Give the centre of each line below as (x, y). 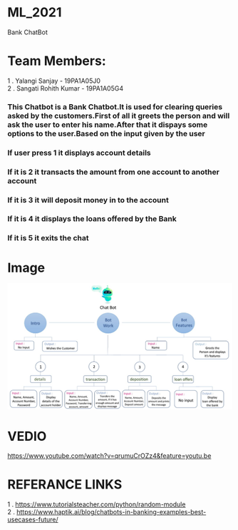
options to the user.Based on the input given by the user (106, 133)
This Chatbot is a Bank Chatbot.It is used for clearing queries (115, 106)
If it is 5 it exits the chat (48, 238)
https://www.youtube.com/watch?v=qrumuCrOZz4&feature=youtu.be (109, 456)
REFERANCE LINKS (65, 485)
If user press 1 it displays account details (79, 153)
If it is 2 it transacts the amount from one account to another (113, 172)
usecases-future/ (33, 520)
